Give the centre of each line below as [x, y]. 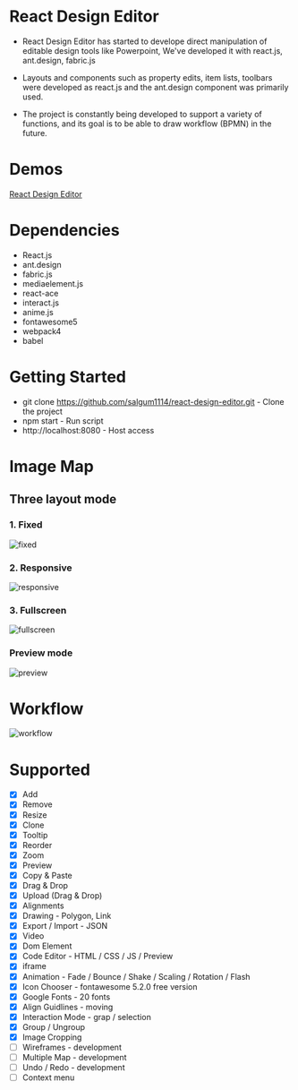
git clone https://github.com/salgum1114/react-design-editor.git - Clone [153, 401]
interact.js [41, 303]
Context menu [48, 1077]
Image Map [51, 466]
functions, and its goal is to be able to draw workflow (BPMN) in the [147, 124]
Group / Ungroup [53, 1026]
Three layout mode [63, 499]
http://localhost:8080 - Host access [88, 430]
